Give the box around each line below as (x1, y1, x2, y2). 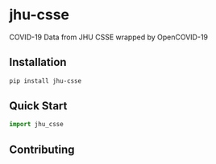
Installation (9, 55, 67, 69)
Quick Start (9, 99, 68, 113)
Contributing (9, 142, 75, 156)
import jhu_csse (9, 121, 64, 129)
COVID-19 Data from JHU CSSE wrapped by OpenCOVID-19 (9, 32, 209, 42)
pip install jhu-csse (9, 76, 82, 85)
